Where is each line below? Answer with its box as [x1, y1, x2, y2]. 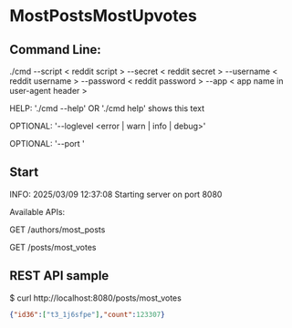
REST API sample [9, 268, 109, 283]
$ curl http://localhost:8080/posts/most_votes [9, 292, 182, 303]
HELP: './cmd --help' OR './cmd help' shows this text [9, 103, 205, 114]
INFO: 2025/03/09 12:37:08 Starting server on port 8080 [9, 189, 223, 200]
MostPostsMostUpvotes [9, 5, 198, 26]
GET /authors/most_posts [9, 224, 106, 235]
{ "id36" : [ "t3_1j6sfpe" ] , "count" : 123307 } [9, 310, 166, 319]
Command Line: [9, 42, 102, 57]
